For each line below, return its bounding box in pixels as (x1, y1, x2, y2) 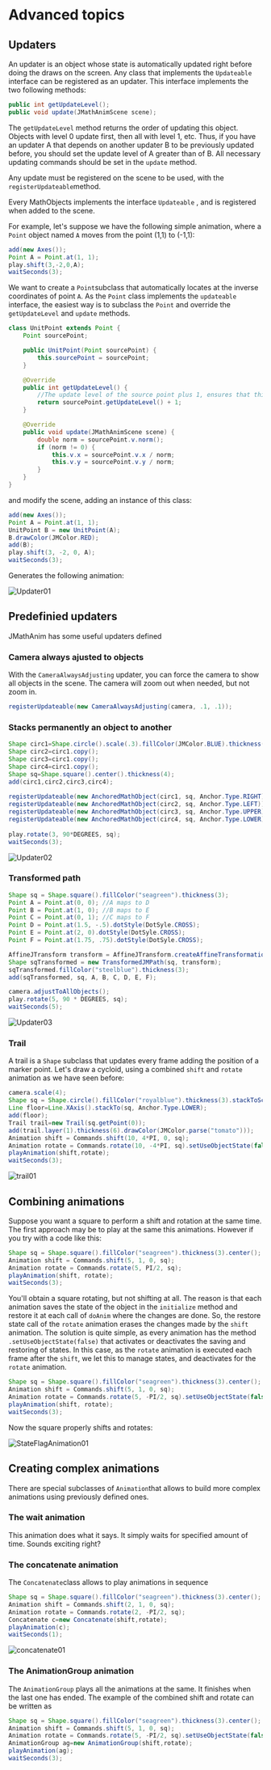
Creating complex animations (8, 1462, 160, 1476)
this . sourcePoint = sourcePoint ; (37, 353, 150, 361)
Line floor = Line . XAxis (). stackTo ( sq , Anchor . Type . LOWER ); (8, 1104, 207, 1113)
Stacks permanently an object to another (8, 721, 172, 733)
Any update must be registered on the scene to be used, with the (8, 172, 224, 183)
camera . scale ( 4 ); (8, 1089, 67, 1097)
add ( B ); (8, 541, 35, 549)
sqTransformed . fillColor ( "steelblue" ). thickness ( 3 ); (8, 965, 190, 974)
